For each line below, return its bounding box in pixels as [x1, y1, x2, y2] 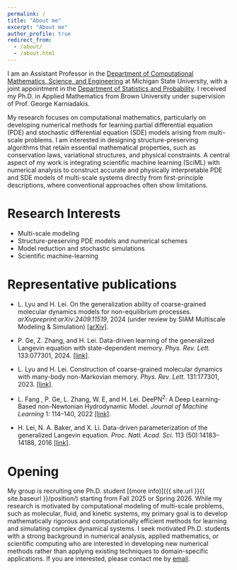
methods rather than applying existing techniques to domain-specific [7, 547, 209, 556]
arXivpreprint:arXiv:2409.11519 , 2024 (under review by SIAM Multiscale [17, 314, 226, 323]
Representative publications [7, 277, 177, 292]
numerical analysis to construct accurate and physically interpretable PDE [7, 166, 223, 174]
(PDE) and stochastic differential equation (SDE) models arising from [7, 128, 207, 137]
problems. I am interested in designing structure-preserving [24, 135, 199, 144]
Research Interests [7, 206, 121, 222]
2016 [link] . [37, 438, 71, 447]
